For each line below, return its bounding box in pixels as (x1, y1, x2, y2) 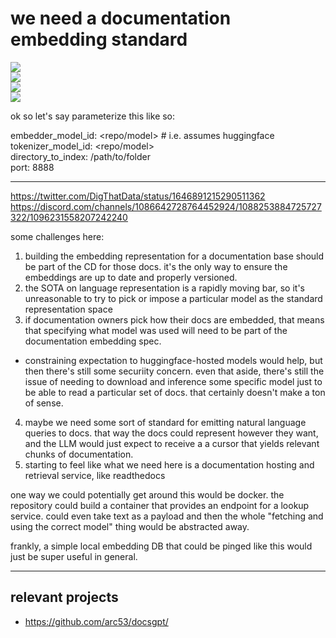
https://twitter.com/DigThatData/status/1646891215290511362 (10, 190, 266, 202)
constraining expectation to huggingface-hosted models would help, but (24, 354, 323, 366)
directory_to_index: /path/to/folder (10, 150, 151, 162)
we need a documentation (10, 7, 232, 30)
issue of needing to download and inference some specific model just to (24, 375, 323, 387)
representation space (24, 303, 113, 315)
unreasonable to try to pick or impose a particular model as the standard (24, 292, 323, 304)
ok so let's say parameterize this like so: (10, 110, 176, 122)
